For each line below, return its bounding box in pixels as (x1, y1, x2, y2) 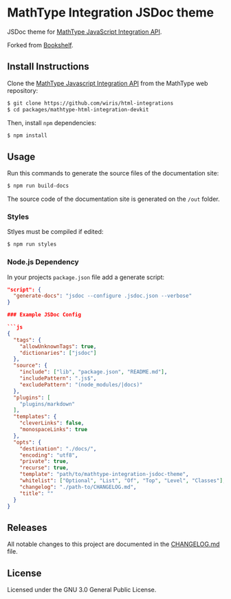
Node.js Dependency (7, 257, 79, 267)
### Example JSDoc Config (7, 312, 81, 318)
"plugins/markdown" (19, 400, 76, 407)
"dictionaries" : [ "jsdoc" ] (19, 349, 97, 356)
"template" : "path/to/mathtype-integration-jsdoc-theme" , (19, 471, 189, 478)
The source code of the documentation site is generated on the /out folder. (7, 195, 220, 204)
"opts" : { (13, 439, 41, 446)
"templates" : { (13, 413, 57, 420)
